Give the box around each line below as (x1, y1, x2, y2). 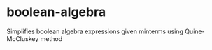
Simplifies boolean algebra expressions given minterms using (6, 27, 183, 35)
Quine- (184, 27, 205, 35)
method (40, 34, 63, 42)
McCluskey (6, 34, 39, 42)
